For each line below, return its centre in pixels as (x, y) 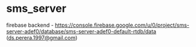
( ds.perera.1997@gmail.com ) (42, 37)
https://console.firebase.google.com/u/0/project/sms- (122, 25)
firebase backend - (30, 25)
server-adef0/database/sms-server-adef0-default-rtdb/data (81, 31)
